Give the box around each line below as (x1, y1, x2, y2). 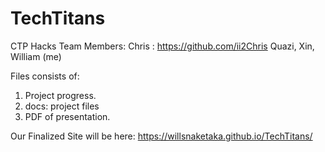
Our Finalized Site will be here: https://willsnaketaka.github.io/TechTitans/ (10, 130, 313, 142)
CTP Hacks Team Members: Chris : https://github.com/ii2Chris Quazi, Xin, (10, 40, 315, 52)
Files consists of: (10, 70, 80, 82)
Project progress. (24, 89, 97, 101)
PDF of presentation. (24, 110, 111, 122)
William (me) (10, 50, 62, 62)
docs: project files (24, 100, 100, 112)
